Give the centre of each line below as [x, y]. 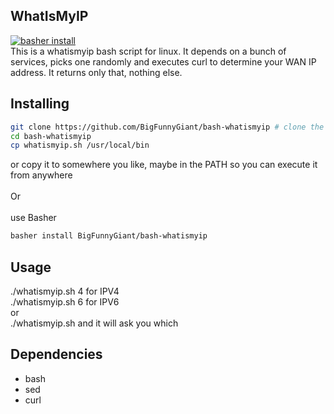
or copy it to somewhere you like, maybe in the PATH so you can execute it [164, 165]
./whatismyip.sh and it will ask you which [94, 323]
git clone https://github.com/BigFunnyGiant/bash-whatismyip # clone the [167, 127]
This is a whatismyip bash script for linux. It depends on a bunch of [148, 51]
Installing [40, 104]
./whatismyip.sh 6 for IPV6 [65, 301]
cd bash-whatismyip [51, 136]
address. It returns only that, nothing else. [96, 72]
